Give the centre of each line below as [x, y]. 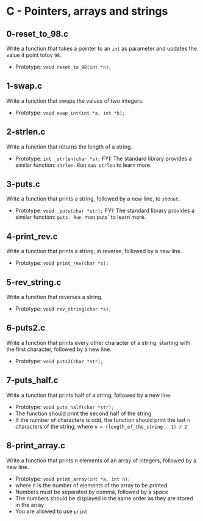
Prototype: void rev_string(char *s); [63, 309]
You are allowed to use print [51, 511]
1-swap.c [24, 86]
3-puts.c [23, 184]
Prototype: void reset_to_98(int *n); [63, 67]
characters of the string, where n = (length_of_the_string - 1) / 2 [101, 426]
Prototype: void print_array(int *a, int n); [73, 479]
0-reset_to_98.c [37, 34]
